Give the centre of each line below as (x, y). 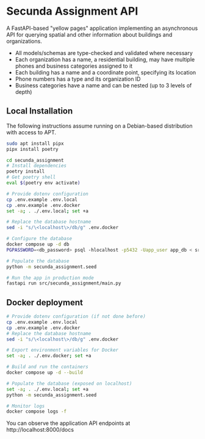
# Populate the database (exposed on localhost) (69, 383)
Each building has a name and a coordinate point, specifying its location (106, 72)
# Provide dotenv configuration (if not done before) (76, 317)
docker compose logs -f (37, 412)
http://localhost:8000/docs (40, 430)
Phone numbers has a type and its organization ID (78, 79)
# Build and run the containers (47, 367)
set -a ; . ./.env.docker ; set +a (49, 356)
